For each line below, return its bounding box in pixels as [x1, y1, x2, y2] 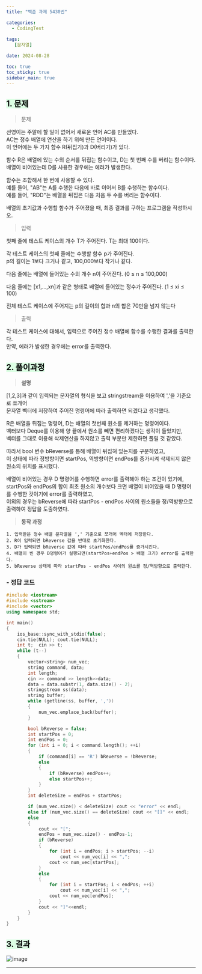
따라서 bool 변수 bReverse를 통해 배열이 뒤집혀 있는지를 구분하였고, [6, 448, 165, 455]
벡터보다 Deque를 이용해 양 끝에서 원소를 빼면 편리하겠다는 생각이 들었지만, [6, 427, 183, 434]
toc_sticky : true [6, 69, 50, 75]
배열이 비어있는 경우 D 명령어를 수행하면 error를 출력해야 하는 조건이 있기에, [6, 475, 185, 482]
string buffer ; [28, 692, 66, 699]
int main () [6, 619, 34, 625]
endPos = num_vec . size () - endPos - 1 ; [38, 832, 133, 838]
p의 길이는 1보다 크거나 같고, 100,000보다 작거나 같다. [6, 258, 132, 265]
